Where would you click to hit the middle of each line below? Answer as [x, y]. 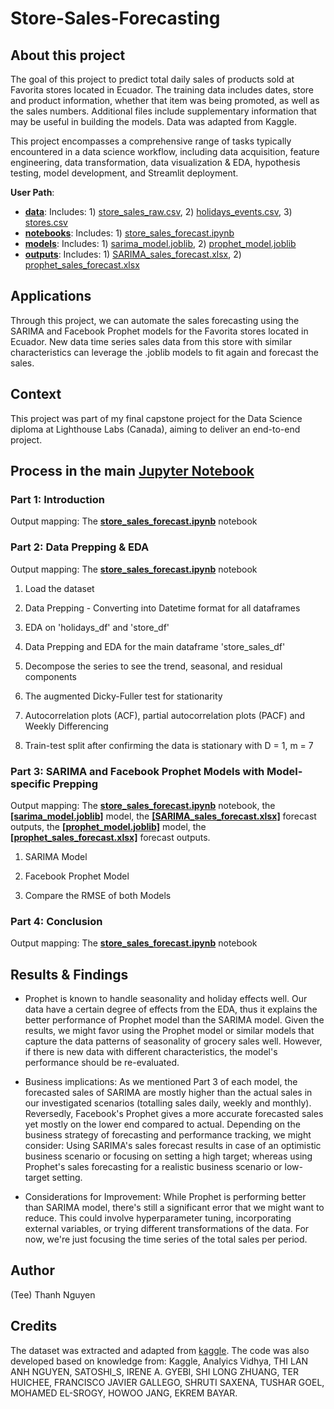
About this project [68, 55]
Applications [51, 296]
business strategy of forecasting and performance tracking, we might [168, 1135]
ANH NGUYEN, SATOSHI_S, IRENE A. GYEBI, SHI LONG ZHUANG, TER [154, 1371]
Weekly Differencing [66, 726]
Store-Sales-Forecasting [115, 18]
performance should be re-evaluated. [102, 1063]
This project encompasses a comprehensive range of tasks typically [151, 141]
